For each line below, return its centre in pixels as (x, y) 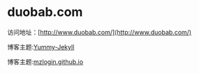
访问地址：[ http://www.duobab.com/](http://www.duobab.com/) (99, 32)
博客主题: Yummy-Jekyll (41, 47)
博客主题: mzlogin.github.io (45, 62)
